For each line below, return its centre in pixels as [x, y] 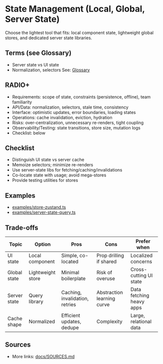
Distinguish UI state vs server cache [48, 160]
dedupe [70, 327]
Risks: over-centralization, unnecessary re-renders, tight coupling [78, 123]
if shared [106, 261]
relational [141, 322]
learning [106, 298]
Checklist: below [29, 133]
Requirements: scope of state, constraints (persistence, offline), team [81, 97]
